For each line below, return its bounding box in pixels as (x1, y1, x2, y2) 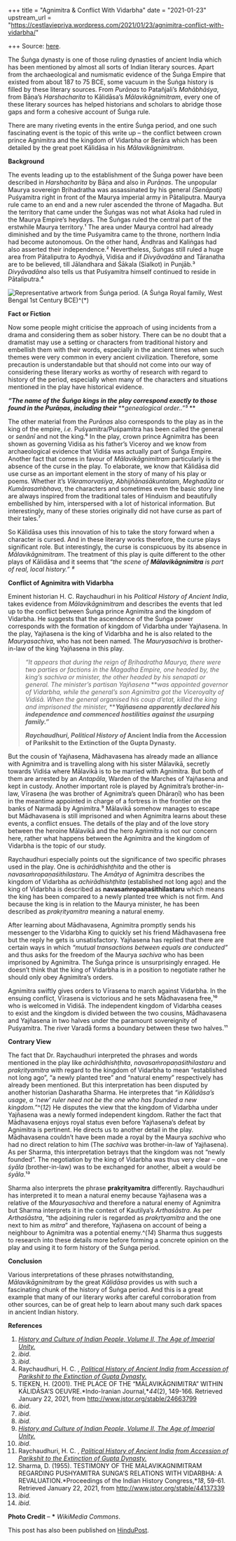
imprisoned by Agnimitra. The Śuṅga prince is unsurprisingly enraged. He (8, 958, 221, 966)
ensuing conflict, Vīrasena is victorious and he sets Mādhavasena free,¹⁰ (8, 994, 218, 1002)
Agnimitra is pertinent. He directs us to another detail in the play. (8, 1125, 194, 1134)
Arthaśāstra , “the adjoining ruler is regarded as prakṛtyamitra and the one (8, 1214, 221, 1222)
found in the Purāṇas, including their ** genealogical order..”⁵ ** (8, 404, 196, 412)
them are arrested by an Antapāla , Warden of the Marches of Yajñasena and (8, 775, 228, 782)
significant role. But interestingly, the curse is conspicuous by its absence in (8, 543, 227, 551)
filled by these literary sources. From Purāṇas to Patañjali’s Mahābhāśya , (8, 86, 219, 93)
